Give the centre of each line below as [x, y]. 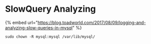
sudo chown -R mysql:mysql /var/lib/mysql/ [50, 37]
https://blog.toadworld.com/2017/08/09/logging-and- [92, 22]
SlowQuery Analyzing [50, 9]
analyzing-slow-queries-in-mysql [39, 27]
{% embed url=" [22, 22]
